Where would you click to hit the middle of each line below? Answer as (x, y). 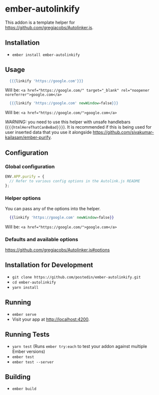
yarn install (25, 287)
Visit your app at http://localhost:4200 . (51, 319)
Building (18, 377)
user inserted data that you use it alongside (48, 132)
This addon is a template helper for (40, 22)
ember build (24, 389)
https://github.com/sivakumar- (123, 132)
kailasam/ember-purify (28, 137)
